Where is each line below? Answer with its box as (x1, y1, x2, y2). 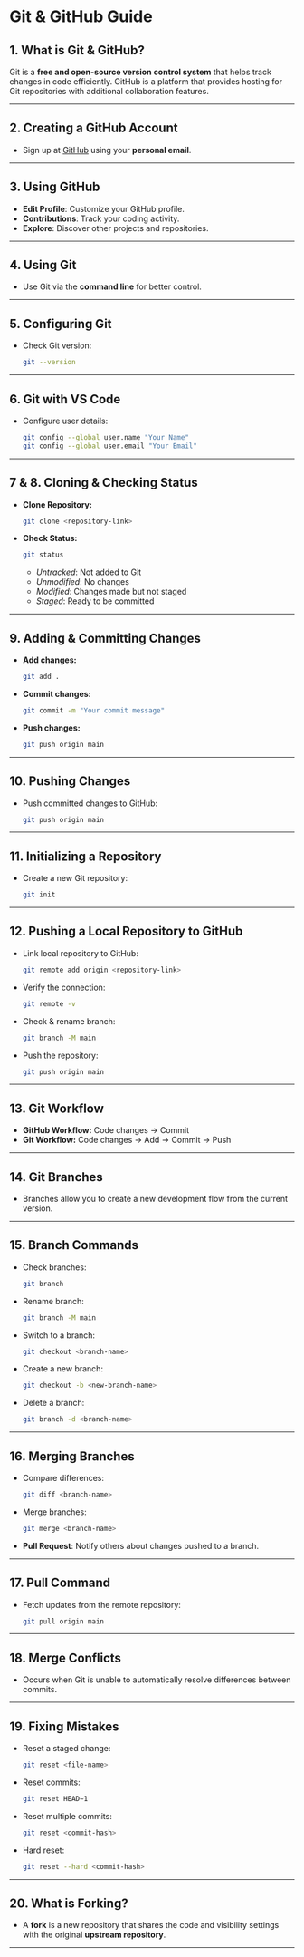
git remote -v (22, 999, 76, 1008)
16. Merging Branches (9, 1448, 135, 1464)
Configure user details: (22, 415, 109, 426)
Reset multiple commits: (22, 1810, 113, 1821)
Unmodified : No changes (35, 576, 129, 587)
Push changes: (22, 722, 81, 733)
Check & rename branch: (22, 1015, 116, 1026)
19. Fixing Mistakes (9, 1719, 119, 1734)
